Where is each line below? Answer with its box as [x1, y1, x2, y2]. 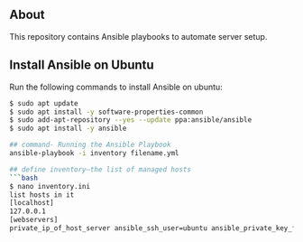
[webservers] [9, 216, 59, 225]
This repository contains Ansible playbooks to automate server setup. [9, 31, 268, 42]
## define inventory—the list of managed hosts [9, 164, 192, 174]
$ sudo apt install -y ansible [9, 124, 127, 134]
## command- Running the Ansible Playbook [9, 140, 171, 150]
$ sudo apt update [9, 98, 78, 107]
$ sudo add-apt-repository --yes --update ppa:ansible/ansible [9, 116, 252, 125]
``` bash [9, 173, 39, 182]
